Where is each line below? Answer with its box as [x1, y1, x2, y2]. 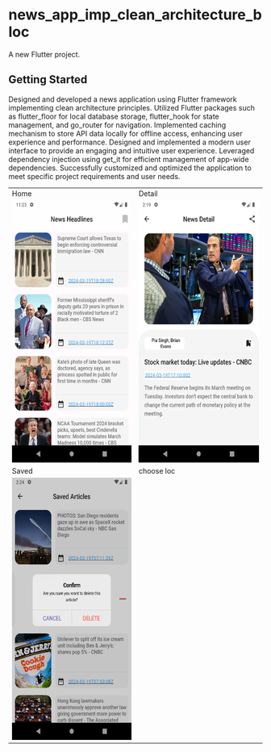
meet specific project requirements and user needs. [8, 171, 181, 181]
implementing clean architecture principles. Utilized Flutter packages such [8, 102, 256, 112]
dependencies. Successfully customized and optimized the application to [8, 163, 252, 173]
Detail [138, 188, 159, 198]
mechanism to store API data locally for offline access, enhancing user [8, 128, 244, 138]
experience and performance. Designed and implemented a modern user [8, 137, 252, 147]
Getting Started [8, 73, 88, 86]
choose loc [138, 466, 176, 475]
